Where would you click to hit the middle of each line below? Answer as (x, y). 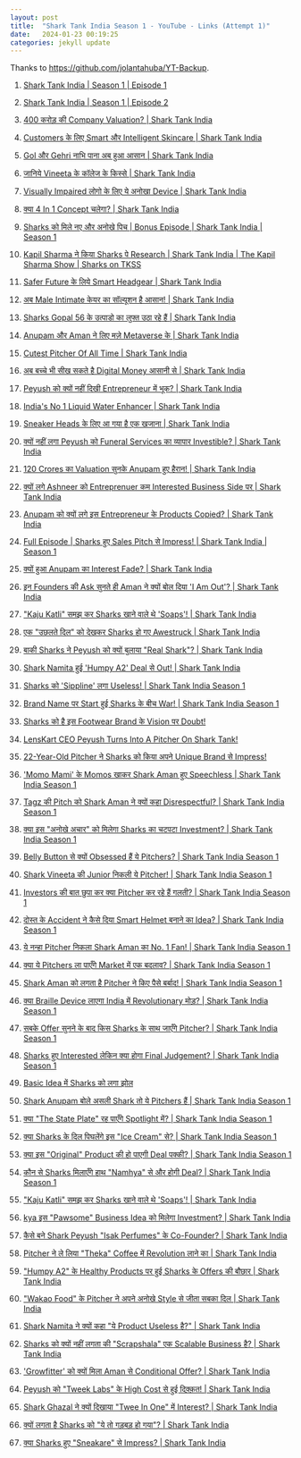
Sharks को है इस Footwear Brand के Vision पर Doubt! (114, 721)
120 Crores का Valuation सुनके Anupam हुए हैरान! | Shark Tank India (139, 469)
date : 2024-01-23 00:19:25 (64, 34)
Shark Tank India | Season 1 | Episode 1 (95, 85)
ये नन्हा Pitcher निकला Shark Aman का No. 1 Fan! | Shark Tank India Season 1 (157, 948)
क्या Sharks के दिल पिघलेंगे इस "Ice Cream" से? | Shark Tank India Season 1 (150, 1137)
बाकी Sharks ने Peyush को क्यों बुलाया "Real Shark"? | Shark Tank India (142, 650)
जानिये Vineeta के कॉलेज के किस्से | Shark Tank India (109, 173)
